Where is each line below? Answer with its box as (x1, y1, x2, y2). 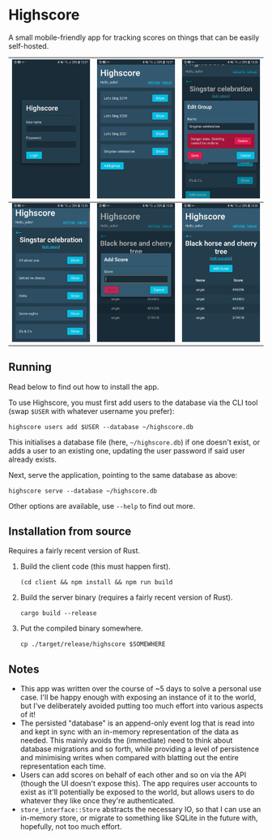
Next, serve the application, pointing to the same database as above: (8, 470, 238, 480)
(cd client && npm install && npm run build (19, 579, 173, 587)
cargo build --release (19, 609, 97, 617)
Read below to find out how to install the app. (8, 381, 159, 391)
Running (8, 360, 53, 374)
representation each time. (19, 761, 107, 772)
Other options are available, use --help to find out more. (8, 501, 196, 510)
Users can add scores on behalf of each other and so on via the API (19, 770, 247, 780)
